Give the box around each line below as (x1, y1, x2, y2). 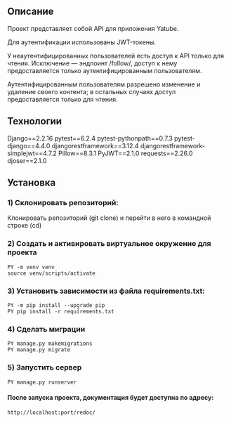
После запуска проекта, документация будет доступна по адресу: (7, 393, 214, 402)
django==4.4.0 (7, 141, 51, 150)
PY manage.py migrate (7, 346, 71, 353)
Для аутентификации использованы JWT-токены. (7, 38, 157, 46)
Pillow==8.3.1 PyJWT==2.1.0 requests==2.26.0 (58, 149, 193, 157)
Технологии (7, 115, 62, 127)
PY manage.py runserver (7, 379, 77, 386)
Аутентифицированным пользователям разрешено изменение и (7, 80, 201, 89)
